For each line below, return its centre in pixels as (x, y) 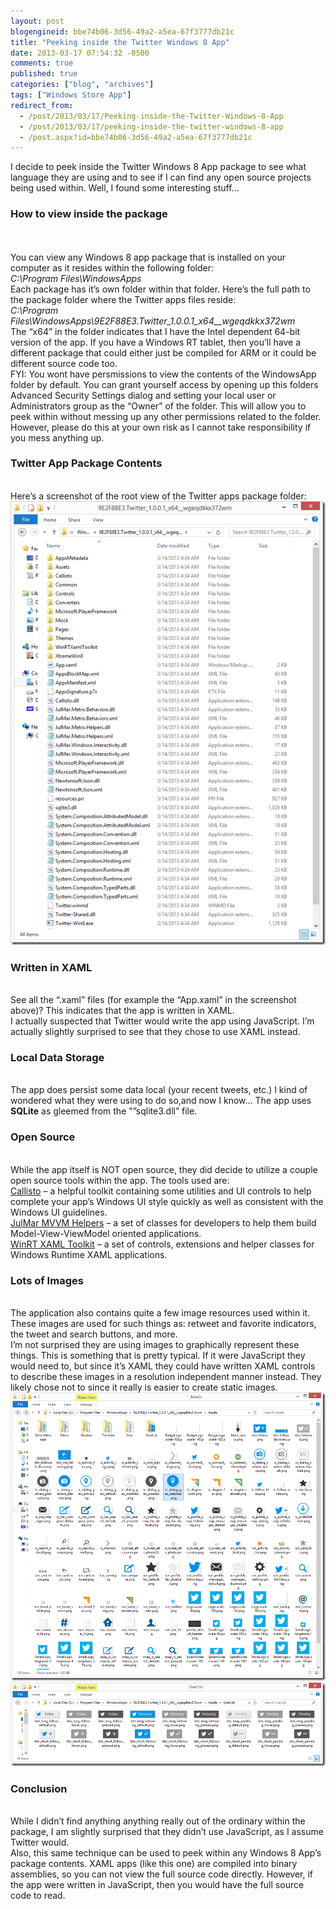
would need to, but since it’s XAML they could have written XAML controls (163, 1366)
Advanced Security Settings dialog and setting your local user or (143, 395)
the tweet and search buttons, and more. (94, 1334)
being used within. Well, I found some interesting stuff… (125, 188)
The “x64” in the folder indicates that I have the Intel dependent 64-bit (155, 331)
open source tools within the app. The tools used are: (120, 1180)
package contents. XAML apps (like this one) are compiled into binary (154, 1864)
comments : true (42, 63)
